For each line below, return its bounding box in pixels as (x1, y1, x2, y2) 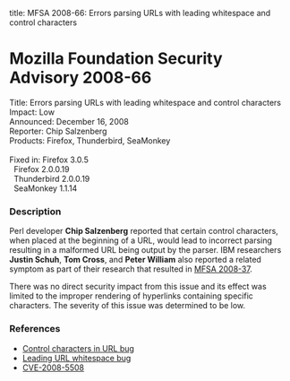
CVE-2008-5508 (21, 362, 85, 373)
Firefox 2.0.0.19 (13, 163, 70, 174)
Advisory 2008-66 (9, 67, 152, 88)
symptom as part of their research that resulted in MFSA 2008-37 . (9, 264, 252, 274)
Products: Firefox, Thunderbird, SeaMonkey (9, 134, 171, 146)
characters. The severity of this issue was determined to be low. (9, 300, 246, 311)
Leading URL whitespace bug (21, 352, 132, 363)
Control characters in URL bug (21, 342, 134, 353)
